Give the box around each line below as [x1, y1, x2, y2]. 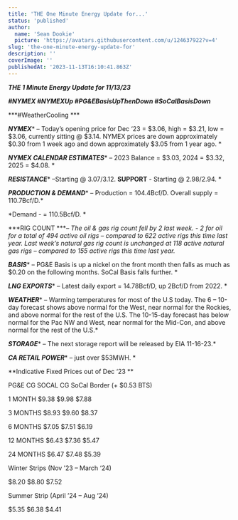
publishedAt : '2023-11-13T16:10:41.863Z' [8, 63, 133, 71]
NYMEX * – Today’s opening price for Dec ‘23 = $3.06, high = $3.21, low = [8, 124, 225, 132]
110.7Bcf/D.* [8, 196, 44, 204]
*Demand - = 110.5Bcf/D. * [8, 209, 87, 218]
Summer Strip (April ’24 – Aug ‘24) [8, 491, 109, 499]
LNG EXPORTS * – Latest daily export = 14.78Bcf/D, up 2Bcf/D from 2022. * [8, 281, 228, 290]
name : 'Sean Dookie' [14, 30, 75, 38]
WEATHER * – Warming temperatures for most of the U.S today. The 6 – [8, 295, 217, 303]
